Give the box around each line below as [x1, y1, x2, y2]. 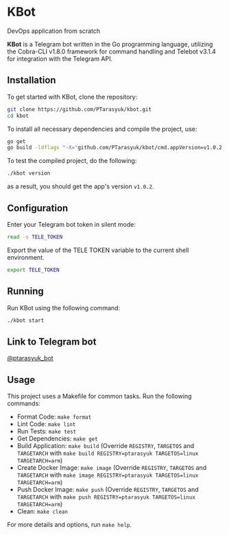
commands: [7, 399, 41, 408]
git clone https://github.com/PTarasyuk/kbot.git [7, 105, 152, 113]
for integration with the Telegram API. [7, 54, 113, 62]
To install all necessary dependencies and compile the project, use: [7, 125, 197, 133]
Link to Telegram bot [7, 336, 97, 347]
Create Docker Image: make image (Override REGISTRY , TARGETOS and [16, 464, 207, 471]
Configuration [7, 202, 69, 214]
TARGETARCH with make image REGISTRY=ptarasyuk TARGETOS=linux [16, 471, 199, 479]
